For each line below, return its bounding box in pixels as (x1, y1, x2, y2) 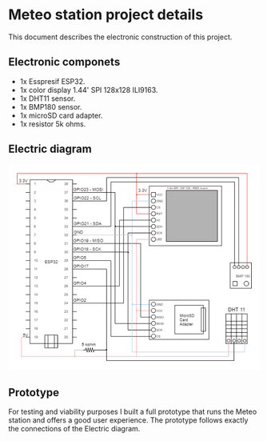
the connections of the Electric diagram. (8, 424, 141, 434)
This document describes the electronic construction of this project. (8, 32, 233, 42)
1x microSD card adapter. (19, 110, 103, 120)
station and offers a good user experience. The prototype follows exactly (8, 415, 249, 425)
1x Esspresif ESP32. (19, 76, 86, 86)
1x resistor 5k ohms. (19, 118, 86, 129)
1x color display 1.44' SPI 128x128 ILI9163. (19, 85, 158, 94)
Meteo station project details (8, 6, 204, 24)
